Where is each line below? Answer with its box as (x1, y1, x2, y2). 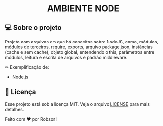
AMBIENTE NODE (47, 3, 120, 14)
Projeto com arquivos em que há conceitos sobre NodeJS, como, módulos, (5, 39, 159, 44)
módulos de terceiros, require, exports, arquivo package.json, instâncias (5, 44, 153, 50)
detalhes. (5, 106, 24, 112)
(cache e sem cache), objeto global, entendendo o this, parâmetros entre (5, 49, 155, 55)
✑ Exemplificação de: (5, 64, 49, 70)
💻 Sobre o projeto (5, 23, 62, 32)
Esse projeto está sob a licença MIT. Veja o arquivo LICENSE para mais (5, 101, 150, 107)
